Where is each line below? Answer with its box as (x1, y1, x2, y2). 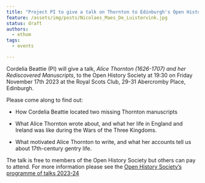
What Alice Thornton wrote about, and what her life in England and (15, 120, 183, 127)
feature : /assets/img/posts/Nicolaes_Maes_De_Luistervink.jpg (6, 15, 168, 21)
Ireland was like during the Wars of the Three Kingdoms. (15, 126, 157, 134)
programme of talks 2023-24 (6, 169, 79, 177)
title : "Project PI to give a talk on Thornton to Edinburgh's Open (6, 9, 184, 15)
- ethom (12, 32, 32, 38)
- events (12, 43, 34, 49)
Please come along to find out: (6, 96, 84, 104)
